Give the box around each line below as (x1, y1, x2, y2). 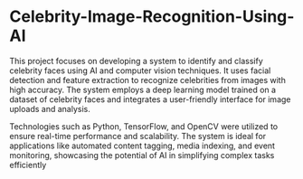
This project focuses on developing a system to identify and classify (9, 55, 264, 66)
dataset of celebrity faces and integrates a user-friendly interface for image (9, 93, 291, 105)
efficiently (9, 159, 47, 170)
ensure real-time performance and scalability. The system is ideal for (9, 130, 267, 141)
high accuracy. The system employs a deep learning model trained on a (9, 84, 277, 95)
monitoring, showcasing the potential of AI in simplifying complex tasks (9, 149, 275, 160)
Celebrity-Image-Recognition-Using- (9, 6, 295, 27)
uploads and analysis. (9, 103, 90, 114)
